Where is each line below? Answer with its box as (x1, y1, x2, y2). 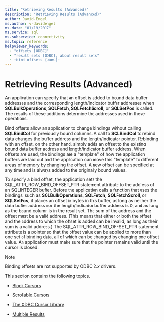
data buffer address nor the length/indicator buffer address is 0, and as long (5, 203, 159, 209)
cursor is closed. (5, 244, 39, 251)
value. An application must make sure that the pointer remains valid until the (5, 239, 158, 245)
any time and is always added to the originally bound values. (5, 167, 127, 173)
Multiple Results (12, 311, 45, 317)
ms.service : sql (5, 30, 38, 35)
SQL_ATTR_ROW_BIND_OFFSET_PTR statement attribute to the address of (5, 182, 155, 188)
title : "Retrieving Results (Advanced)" (5, 7, 89, 12)
